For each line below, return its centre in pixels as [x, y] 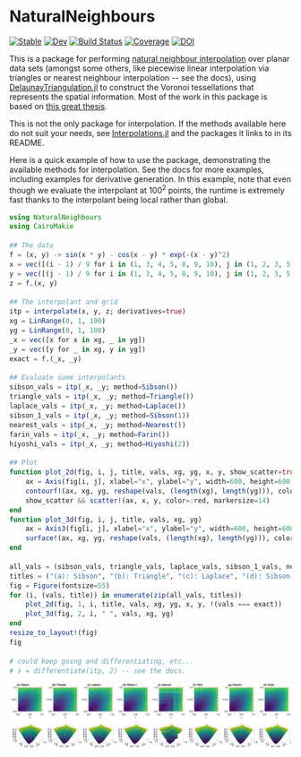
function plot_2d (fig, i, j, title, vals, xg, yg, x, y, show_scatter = [146, 472]
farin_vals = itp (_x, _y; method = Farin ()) [90, 434]
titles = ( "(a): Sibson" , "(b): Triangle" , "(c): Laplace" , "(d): [136, 576]
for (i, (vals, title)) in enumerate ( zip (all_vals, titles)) [126, 595]
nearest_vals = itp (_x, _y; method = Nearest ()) [98, 425]
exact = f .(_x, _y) [46, 359]
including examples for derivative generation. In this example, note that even [150, 179]
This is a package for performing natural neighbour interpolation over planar [150, 58]
